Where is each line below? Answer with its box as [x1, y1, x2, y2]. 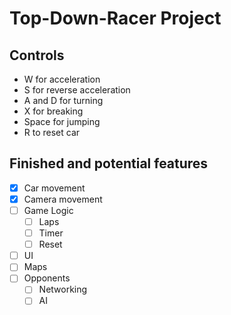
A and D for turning [23, 95, 104, 106]
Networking [38, 283, 88, 296]
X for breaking [23, 105, 84, 117]
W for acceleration [23, 73, 101, 85]
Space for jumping [23, 116, 101, 127]
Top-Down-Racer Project [9, 7, 222, 30]
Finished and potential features [9, 155, 209, 172]
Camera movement [23, 193, 103, 205]
